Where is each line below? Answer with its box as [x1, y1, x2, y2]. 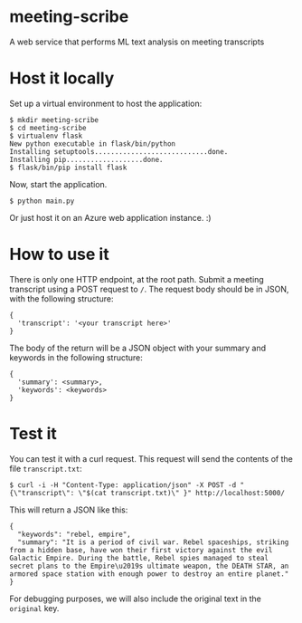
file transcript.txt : [9, 463, 83, 474]
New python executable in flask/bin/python [9, 139, 176, 149]
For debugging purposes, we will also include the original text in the [9, 593, 262, 604]
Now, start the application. [9, 178, 108, 189]
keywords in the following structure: [9, 351, 143, 363]
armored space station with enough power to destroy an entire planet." [9, 569, 289, 579]
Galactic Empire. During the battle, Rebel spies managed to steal [9, 553, 269, 562]
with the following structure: [9, 292, 114, 304]
